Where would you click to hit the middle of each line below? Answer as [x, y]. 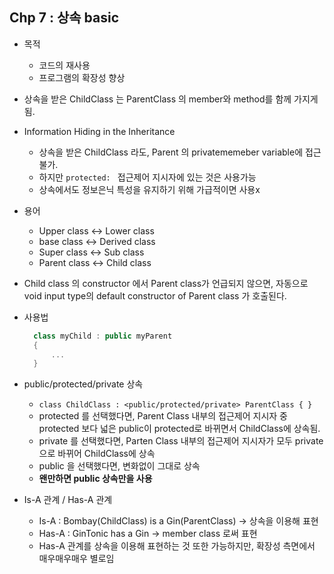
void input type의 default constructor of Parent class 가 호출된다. [155, 295]
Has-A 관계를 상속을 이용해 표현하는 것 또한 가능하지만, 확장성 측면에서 [177, 546]
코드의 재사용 [64, 65]
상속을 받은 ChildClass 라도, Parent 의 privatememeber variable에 [171, 152]
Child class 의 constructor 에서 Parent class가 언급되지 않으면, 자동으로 [166, 283]
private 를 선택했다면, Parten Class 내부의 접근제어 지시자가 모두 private [181, 441]
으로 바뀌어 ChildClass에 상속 [97, 454]
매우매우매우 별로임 [76, 559]
